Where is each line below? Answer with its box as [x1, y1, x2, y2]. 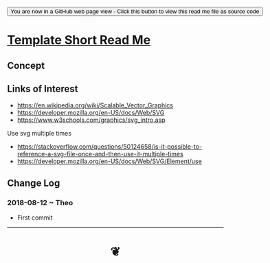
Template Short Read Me [7, 32, 151, 48]
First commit [16, 213, 53, 222]
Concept [7, 59, 45, 72]
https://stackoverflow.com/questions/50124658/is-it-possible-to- [16, 143, 203, 151]
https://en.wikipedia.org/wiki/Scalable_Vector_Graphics [16, 101, 174, 109]
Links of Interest [7, 83, 78, 94]
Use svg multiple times [7, 129, 72, 138]
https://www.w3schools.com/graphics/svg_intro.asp [16, 116, 166, 124]
